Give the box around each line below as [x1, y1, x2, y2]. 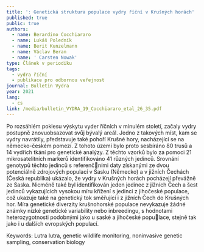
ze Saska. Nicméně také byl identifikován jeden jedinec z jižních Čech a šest [6, 181, 198, 188]
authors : [6, 26, 29, 32]
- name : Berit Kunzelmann [12, 43, 78, 50]
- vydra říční [12, 72, 47, 78]
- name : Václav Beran [12, 49, 67, 55]
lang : [6, 94, 20, 100]
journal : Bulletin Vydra [6, 83, 69, 89]
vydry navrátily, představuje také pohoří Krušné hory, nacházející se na [6, 135, 185, 143]
